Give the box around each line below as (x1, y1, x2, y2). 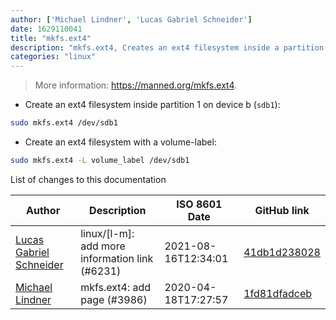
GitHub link (254, 203, 310, 217)
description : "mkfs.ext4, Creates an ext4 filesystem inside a (10, 42, 280, 53)
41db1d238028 (243, 245, 321, 259)
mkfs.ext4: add (80, 280, 152, 294)
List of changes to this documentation (10, 173, 167, 185)
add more (80, 239, 126, 253)
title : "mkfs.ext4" (10, 33, 92, 43)
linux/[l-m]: (80, 226, 135, 240)
